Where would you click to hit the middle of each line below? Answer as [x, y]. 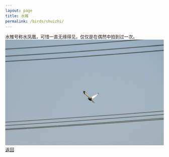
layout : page [19, 11]
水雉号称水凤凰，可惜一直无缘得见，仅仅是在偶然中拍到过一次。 [71, 37]
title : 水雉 [17, 16]
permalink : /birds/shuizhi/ [35, 21]
